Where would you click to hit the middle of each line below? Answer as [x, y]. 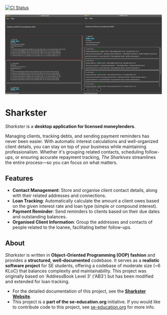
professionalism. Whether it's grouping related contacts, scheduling [75, 152]
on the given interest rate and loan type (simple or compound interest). [85, 206]
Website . [22, 296]
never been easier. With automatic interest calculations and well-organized [82, 142]
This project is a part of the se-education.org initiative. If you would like [86, 302]
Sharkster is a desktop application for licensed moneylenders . [70, 127]
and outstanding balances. [40, 217]
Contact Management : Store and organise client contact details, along [85, 190]
